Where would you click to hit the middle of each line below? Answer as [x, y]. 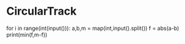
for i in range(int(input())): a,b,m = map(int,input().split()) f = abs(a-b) [93, 28]
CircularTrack [42, 11]
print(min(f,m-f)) [27, 34]
